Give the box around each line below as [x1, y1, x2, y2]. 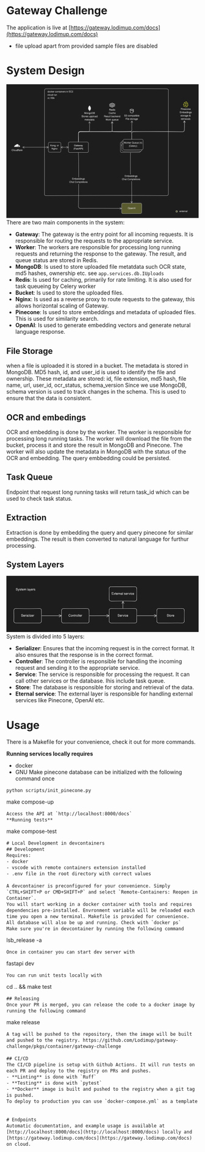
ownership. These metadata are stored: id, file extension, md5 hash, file [6, 375, 187, 383]
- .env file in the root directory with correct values [6, 871, 151, 877]
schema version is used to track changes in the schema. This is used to [6, 388, 186, 395]
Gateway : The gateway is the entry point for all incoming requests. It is [15, 230, 194, 238]
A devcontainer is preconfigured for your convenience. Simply [6, 883, 171, 889]
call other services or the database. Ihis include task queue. [15, 677, 166, 684]
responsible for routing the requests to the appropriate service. [15, 237, 174, 244]
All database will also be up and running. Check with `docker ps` [6, 920, 182, 926]
